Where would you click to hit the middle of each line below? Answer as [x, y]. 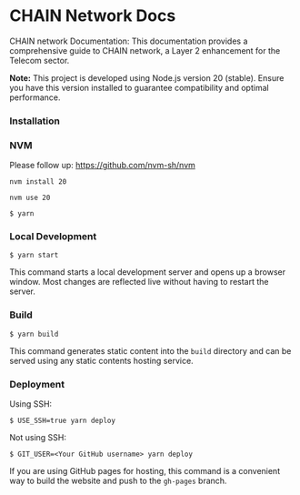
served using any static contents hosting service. [101, 360]
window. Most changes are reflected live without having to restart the [139, 282]
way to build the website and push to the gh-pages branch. [118, 481]
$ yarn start [34, 256]
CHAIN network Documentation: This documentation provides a [129, 41]
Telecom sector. [40, 60]
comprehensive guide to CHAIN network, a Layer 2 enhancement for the [145, 50]
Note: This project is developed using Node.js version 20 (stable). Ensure [147, 77]
